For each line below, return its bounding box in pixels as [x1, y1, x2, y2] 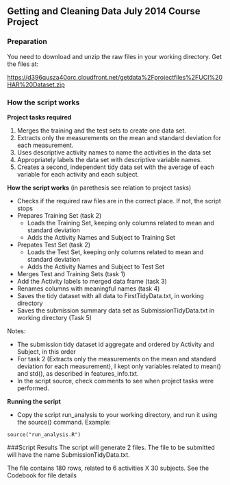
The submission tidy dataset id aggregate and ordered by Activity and [16, 340, 214, 348]
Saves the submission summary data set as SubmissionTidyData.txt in [16, 306, 215, 315]
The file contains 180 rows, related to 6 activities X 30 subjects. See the [7, 464, 209, 472]
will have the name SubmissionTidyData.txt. [7, 450, 130, 459]
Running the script [7, 397, 62, 405]
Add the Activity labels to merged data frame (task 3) [16, 277, 168, 285]
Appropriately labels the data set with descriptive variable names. [16, 155, 202, 163]
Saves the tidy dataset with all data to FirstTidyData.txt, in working [16, 291, 204, 300]
